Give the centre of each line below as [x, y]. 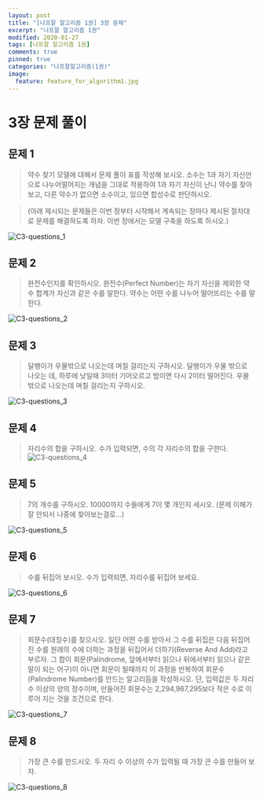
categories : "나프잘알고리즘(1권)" [60, 67]
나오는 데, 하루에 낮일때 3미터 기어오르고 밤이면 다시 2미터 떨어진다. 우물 [138, 376]
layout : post [29, 15]
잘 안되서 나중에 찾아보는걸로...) [76, 514]
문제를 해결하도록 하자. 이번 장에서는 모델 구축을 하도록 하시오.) [132, 220]
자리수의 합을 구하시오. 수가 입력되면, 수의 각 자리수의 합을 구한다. [128, 448]
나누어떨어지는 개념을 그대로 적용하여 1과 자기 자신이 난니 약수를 [140, 184]
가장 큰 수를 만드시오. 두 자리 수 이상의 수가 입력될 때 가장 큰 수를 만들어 [137, 762]
